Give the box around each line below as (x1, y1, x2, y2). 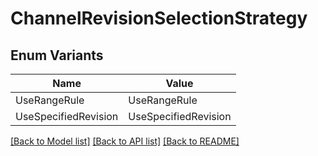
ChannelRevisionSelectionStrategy (10, 7, 308, 30)
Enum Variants (10, 47, 104, 64)
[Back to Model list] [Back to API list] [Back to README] (10, 135, 240, 147)
